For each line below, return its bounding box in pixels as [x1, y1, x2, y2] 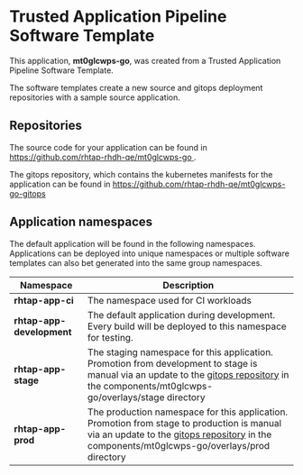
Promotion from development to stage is [87, 357, 258, 370]
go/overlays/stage [87, 390, 165, 403]
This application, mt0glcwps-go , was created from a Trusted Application [9, 55, 281, 66]
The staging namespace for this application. [87, 345, 273, 358]
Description [162, 279, 215, 291]
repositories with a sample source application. [9, 92, 180, 103]
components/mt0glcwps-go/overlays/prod [87, 439, 271, 452]
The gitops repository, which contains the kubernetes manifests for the [9, 169, 273, 179]
